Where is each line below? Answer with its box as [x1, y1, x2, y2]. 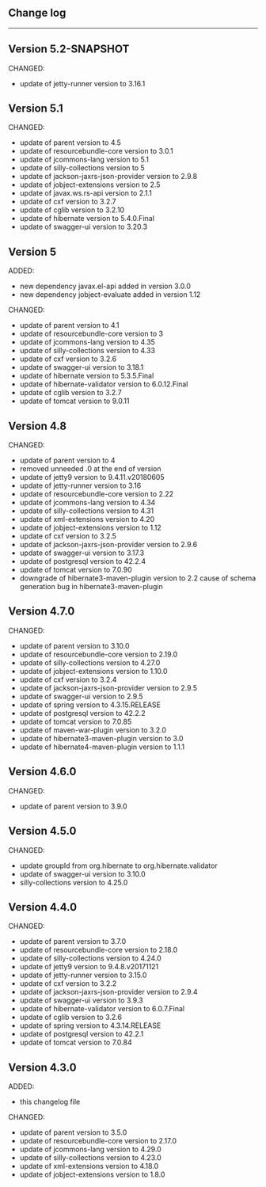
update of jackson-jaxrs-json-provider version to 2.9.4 [19, 987, 198, 997]
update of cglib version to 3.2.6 [19, 1013, 123, 1022]
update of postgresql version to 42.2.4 [19, 557, 146, 566]
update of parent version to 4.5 [19, 138, 121, 147]
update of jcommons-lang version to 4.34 [19, 498, 156, 508]
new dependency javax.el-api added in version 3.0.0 [19, 281, 192, 291]
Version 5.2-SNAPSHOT [8, 43, 130, 56]
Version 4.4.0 [8, 900, 78, 914]
